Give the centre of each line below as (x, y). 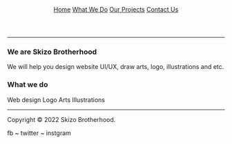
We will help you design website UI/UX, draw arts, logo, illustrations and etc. (116, 67)
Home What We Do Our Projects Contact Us (116, 9)
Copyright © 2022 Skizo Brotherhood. (61, 119)
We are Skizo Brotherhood (52, 52)
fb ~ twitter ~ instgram (39, 133)
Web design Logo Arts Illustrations (56, 100)
